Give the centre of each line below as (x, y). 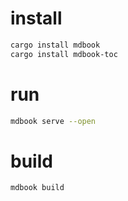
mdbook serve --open (53, 121)
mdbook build (37, 188)
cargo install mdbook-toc (64, 54)
